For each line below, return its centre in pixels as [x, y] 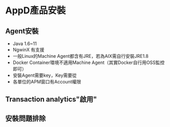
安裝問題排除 [26, 118]
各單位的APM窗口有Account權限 [47, 82]
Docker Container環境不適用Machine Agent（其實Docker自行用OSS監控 [89, 62]
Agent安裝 [22, 31]
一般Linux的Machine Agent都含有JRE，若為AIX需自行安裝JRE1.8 [80, 56]
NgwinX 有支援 [28, 50]
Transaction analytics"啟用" [51, 100]
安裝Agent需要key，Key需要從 [45, 75]
